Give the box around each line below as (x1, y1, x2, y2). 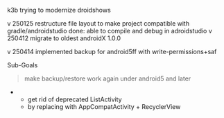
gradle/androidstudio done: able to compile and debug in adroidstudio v (7, 27, 213, 35)
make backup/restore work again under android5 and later (24, 74, 191, 83)
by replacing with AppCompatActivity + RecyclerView (27, 103, 181, 110)
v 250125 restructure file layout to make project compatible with (7, 19, 189, 27)
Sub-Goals (7, 61, 38, 69)
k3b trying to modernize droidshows (7, 6, 111, 14)
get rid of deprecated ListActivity (27, 95, 123, 103)
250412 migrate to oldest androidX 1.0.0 (7, 34, 121, 42)
